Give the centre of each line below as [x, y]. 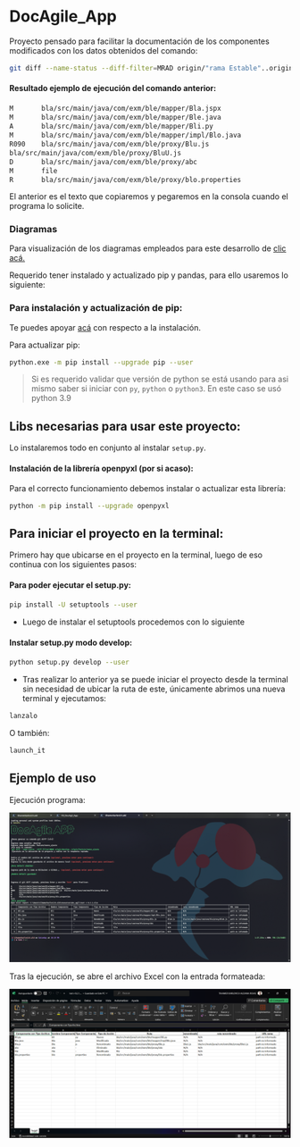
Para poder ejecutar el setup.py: [70, 585]
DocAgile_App [63, 17]
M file [33, 172]
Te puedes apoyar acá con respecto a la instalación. [105, 327]
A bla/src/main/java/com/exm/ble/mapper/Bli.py [112, 127]
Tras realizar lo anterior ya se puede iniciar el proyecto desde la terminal [155, 680]
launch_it [28, 751]
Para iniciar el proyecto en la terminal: [117, 533]
